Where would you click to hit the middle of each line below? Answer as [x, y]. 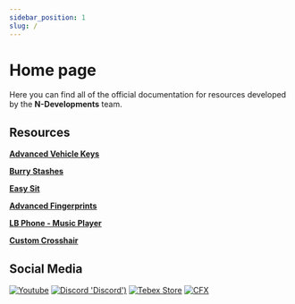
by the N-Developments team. [66, 105]
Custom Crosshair [44, 241]
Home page [53, 70]
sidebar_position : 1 [48, 17]
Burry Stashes [37, 172]
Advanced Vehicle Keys [55, 154]
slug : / [24, 26]
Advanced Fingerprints [53, 206]
